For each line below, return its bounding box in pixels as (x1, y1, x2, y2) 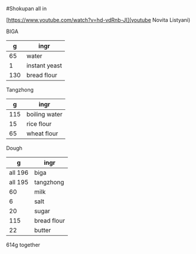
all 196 (9, 168, 29, 177)
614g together (6, 242, 40, 248)
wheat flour (26, 129, 58, 138)
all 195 (9, 178, 29, 186)
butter (34, 226, 51, 234)
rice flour (26, 120, 52, 128)
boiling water (26, 110, 63, 118)
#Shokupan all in (6, 5, 47, 12)
